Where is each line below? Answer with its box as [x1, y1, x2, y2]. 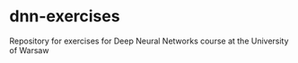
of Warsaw [9, 44, 49, 55]
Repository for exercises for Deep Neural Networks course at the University [9, 35, 289, 46]
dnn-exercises [9, 6, 120, 27]
